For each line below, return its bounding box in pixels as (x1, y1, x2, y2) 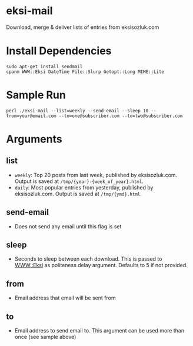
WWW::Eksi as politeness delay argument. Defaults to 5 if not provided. (14, 262, 188, 269)
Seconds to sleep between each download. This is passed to (14, 255, 162, 262)
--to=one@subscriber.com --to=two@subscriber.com (58, 113, 183, 119)
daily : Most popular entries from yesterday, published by (14, 184, 154, 191)
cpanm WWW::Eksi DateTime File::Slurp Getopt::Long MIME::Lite (6, 69, 165, 75)
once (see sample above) (14, 334, 76, 341)
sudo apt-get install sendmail (6, 64, 83, 69)
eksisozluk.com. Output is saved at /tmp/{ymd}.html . (14, 190, 142, 197)
